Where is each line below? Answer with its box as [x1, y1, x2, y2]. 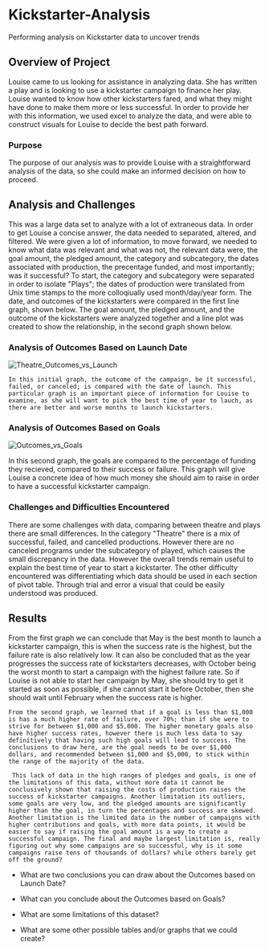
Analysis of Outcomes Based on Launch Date [8, 341, 188, 353]
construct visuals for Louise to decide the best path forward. [8, 119, 209, 129]
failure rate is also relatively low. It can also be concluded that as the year [8, 650, 251, 659]
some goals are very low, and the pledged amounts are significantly [8, 799, 247, 808]
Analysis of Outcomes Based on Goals [8, 422, 161, 434]
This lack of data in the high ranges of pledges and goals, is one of [11, 771, 257, 780]
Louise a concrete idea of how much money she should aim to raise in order [8, 473, 259, 483]
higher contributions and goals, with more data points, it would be [8, 821, 247, 829]
